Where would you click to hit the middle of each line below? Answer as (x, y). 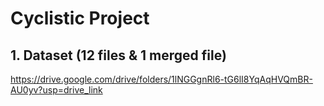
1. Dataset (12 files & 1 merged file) (118, 55)
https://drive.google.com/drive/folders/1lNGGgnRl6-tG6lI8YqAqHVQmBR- (161, 79)
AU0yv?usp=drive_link (56, 90)
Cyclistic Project (80, 18)
